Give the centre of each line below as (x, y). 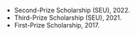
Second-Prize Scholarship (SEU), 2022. (72, 10)
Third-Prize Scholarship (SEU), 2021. (68, 18)
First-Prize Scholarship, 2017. (57, 25)
